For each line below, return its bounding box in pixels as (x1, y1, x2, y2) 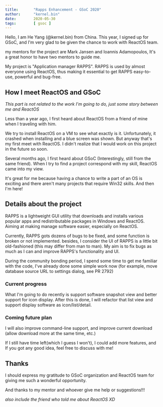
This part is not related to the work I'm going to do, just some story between (5, 101, 158, 107)
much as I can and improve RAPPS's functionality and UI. (5, 248, 120, 254)
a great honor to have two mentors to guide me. (5, 54, 101, 60)
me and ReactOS (5, 106, 40, 113)
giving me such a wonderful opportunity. (5, 378, 87, 384)
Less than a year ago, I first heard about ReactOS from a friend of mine (5, 116, 148, 122)
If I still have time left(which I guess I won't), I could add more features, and (5, 340, 156, 346)
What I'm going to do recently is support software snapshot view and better (5, 292, 157, 297)
